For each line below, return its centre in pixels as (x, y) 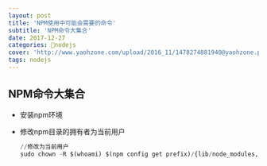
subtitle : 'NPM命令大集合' (50, 30)
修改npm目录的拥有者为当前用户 (72, 131)
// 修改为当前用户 (44, 147)
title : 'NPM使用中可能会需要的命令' (62, 23)
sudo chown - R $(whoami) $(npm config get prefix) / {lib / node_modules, (139, 154)
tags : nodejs (30, 60)
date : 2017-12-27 (37, 38)
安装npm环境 (41, 114)
